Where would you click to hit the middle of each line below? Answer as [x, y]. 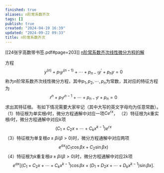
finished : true [21, 10]
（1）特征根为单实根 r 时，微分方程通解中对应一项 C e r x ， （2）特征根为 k [78, 113]
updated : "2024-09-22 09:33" [35, 33]
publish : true [20, 24]
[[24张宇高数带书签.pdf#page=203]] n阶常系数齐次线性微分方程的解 [75, 52]
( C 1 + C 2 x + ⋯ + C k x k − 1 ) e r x [83, 129]
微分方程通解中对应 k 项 [43, 119]
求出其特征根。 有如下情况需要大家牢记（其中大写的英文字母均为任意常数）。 [83, 107]
